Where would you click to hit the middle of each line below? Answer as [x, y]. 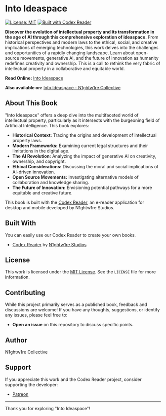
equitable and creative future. [42, 192]
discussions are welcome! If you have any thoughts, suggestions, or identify [83, 310]
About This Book [31, 103]
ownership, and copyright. [39, 161]
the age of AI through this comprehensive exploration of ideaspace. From [82, 37]
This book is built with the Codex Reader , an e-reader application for [75, 202]
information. [18, 277]
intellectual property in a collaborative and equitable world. [65, 68]
